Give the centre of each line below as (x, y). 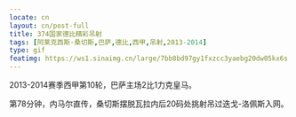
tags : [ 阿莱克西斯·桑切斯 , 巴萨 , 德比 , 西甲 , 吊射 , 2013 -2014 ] (108, 42)
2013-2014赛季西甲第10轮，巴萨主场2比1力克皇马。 (103, 85)
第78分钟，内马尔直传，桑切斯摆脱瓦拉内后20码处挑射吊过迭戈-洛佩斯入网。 (149, 104)
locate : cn (29, 17)
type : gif (28, 51)
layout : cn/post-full (49, 26)
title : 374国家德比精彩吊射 (56, 34)
